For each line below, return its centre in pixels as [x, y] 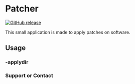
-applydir [17, 62]
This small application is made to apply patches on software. [68, 32]
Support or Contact [29, 75]
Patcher [22, 9]
